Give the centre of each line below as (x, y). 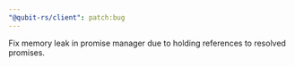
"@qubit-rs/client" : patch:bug (67, 17)
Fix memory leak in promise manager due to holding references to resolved (147, 43)
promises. (27, 52)
